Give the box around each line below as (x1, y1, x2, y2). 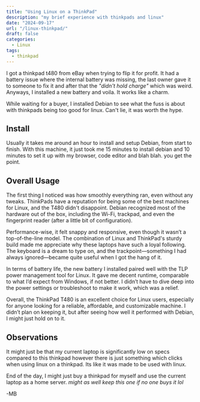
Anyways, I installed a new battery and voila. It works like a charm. (6, 88, 170, 95)
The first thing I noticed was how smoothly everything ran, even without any (6, 191, 193, 199)
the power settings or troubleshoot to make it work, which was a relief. (6, 285, 179, 292)
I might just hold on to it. (6, 315, 66, 322)
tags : (6, 48, 20, 54)
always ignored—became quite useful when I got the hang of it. (6, 254, 162, 261)
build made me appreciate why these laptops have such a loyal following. (6, 241, 186, 248)
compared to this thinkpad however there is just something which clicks (6, 354, 183, 361)
